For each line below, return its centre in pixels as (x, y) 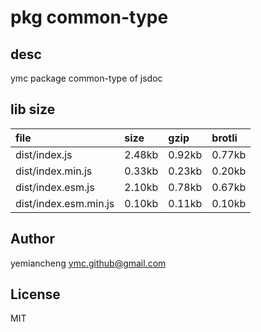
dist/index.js (44, 154)
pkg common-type (89, 17)
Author (32, 239)
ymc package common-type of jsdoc (86, 78)
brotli (224, 138)
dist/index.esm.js (55, 187)
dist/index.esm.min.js (65, 203)
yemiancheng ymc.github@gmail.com (88, 263)
